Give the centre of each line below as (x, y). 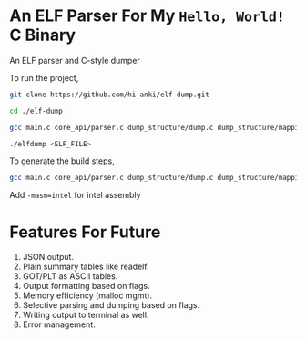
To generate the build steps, (62, 161)
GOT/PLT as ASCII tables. (70, 276)
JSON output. (48, 257)
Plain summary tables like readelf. (86, 267)
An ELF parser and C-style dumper (75, 60)
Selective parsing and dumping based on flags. (111, 305)
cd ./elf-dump (36, 111)
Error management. (59, 324)
